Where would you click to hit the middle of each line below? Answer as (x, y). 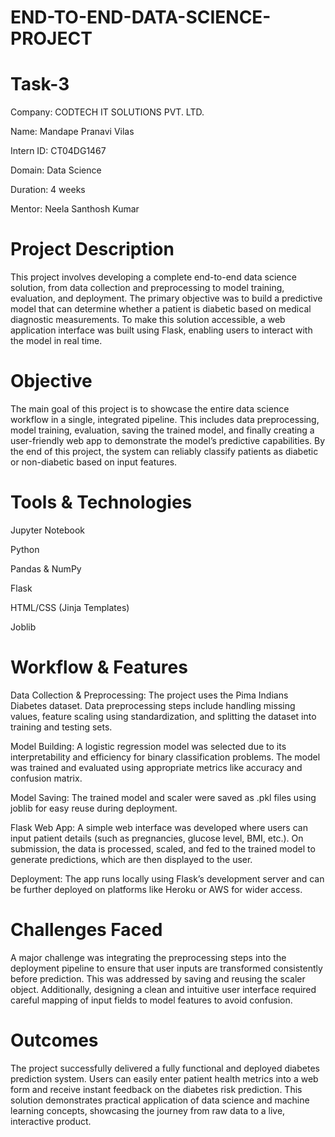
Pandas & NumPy (46, 568)
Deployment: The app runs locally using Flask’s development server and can (167, 878)
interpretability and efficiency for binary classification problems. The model (165, 757)
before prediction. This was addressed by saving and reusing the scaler (158, 978)
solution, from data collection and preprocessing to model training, (147, 288)
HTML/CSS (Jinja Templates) (70, 607)
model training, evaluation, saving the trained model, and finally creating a (162, 430)
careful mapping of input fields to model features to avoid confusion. (151, 1000)
